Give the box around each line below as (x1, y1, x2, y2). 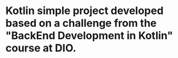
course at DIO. (5, 42, 77, 55)
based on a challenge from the (5, 16, 157, 30)
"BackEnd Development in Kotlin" (5, 29, 173, 42)
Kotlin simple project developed (5, 4, 164, 18)
